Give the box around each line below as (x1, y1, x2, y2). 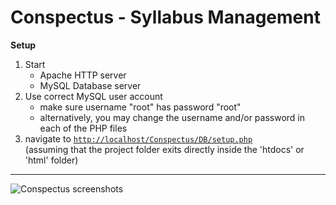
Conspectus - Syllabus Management (10, 6, 321, 29)
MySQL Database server (39, 79, 142, 91)
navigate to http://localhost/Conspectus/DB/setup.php (24, 132, 253, 145)
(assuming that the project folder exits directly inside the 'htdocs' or (24, 143, 305, 155)
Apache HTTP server (39, 69, 127, 81)
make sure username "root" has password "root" (39, 101, 242, 113)
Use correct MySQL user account (24, 90, 163, 102)
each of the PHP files (39, 122, 128, 134)
